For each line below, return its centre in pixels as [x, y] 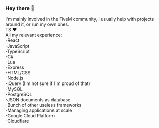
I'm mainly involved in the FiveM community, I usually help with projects [80, 19]
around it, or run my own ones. [37, 24]
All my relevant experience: [34, 35]
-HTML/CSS [18, 73]
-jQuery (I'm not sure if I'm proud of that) [48, 83]
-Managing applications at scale [39, 110]
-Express [15, 67]
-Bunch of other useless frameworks [43, 105]
